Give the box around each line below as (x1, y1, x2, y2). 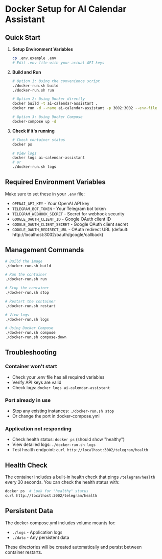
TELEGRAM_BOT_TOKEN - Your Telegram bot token (12, 206, 106, 211)
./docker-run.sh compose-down (5, 335, 67, 340)
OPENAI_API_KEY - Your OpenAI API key (12, 200, 90, 206)
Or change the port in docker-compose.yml (12, 413, 100, 419)
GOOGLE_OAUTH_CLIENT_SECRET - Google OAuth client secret (12, 221, 128, 227)
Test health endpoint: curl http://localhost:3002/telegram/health (12, 447, 148, 453)
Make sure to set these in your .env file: (5, 191, 85, 197)
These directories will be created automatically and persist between (5, 544, 142, 550)
